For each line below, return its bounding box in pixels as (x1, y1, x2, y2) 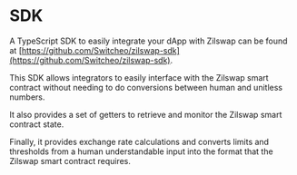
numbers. (9, 92, 45, 102)
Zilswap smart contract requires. (9, 155, 132, 166)
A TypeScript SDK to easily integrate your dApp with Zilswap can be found (9, 35, 288, 46)
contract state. (9, 119, 64, 130)
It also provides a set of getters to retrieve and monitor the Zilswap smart (9, 109, 282, 120)
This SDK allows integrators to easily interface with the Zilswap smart (9, 72, 270, 83)
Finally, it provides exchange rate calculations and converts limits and (9, 136, 270, 147)
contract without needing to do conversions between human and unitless (9, 82, 283, 92)
